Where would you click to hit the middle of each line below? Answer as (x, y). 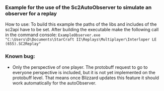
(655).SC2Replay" (23, 44)
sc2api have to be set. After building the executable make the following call (82, 30)
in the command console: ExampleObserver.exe (53, 35)
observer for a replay (31, 13)
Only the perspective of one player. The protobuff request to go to (80, 67)
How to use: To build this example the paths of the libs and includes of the (81, 24)
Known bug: (20, 56)
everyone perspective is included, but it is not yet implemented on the (84, 72)
